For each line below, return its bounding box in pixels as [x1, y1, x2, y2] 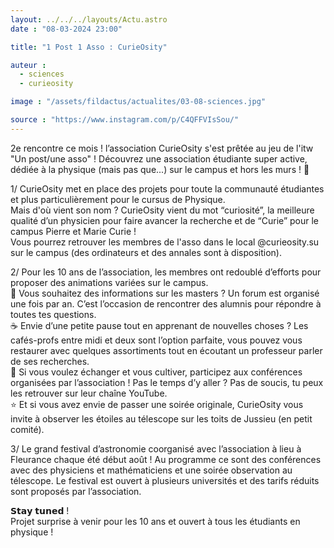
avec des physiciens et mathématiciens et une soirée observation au [10, 464, 293, 476]
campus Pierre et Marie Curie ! [10, 225, 137, 237]
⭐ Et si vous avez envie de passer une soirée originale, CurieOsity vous [10, 398, 304, 410]
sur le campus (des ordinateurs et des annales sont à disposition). [10, 246, 282, 258]
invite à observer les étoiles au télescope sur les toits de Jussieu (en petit [10, 412, 313, 425]
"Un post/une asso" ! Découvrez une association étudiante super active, [10, 152, 308, 165]
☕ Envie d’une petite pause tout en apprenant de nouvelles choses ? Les [10, 319, 309, 331]
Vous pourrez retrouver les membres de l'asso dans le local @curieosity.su [10, 236, 320, 248]
